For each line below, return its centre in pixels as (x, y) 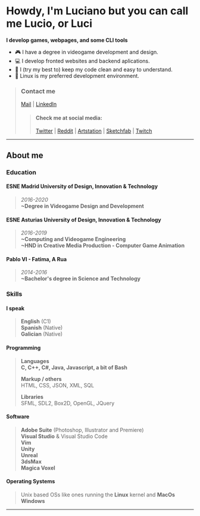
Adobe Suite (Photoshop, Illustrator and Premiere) (82, 430)
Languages (35, 361)
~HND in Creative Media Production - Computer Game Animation (103, 246)
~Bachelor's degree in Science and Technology (81, 279)
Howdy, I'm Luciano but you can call (97, 11)
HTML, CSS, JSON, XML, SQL (57, 385)
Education (21, 172)
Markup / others (41, 379)
